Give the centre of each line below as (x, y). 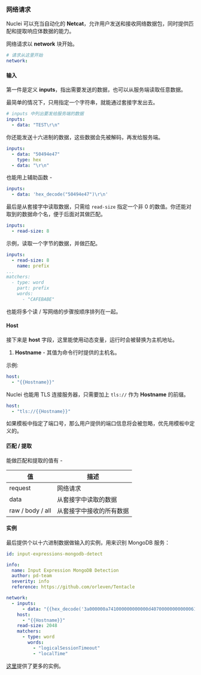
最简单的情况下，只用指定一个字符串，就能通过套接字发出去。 (82, 103)
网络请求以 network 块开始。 (42, 44)
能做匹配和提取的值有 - (34, 460)
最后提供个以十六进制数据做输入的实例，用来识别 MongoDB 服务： (88, 542)
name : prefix (33, 266)
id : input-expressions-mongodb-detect (54, 554)
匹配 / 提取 (19, 446)
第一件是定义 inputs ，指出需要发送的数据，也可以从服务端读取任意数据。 (96, 90)
